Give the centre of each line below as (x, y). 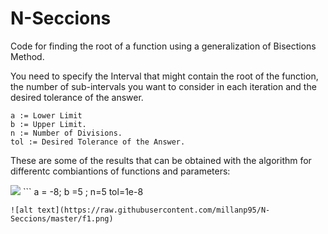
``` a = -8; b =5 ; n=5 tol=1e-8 (83, 191)
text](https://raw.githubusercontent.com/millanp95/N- (153, 210)
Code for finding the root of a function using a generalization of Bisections (163, 46)
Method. (27, 56)
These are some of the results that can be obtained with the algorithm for (161, 160)
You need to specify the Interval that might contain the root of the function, (164, 76)
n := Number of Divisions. (66, 133)
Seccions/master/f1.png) (62, 218)
